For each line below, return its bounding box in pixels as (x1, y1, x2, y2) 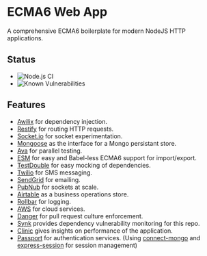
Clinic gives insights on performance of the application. (16, 227, 173, 235)
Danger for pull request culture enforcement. (16, 212, 143, 220)
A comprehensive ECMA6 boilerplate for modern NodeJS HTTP (7, 27, 187, 35)
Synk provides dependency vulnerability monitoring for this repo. (16, 219, 200, 227)
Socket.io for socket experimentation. (16, 131, 123, 140)
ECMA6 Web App (7, 4, 108, 20)
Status (7, 54, 36, 66)
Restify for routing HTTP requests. (16, 125, 114, 133)
